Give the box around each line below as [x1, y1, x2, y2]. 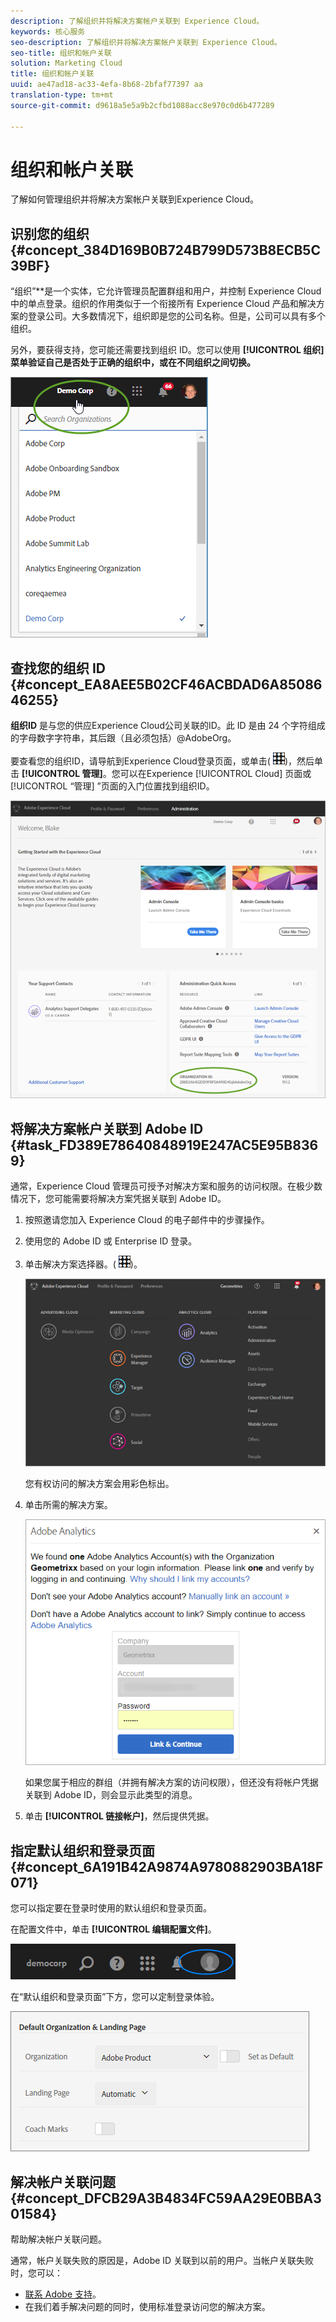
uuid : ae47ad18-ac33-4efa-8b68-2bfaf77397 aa [10, 80, 203, 90]
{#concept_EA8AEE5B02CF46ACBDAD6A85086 [10, 676, 323, 693]
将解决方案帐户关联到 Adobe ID [10, 1120, 204, 1137]
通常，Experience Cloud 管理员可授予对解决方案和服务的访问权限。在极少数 [10, 1180, 323, 1192]
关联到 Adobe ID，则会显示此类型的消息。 [24, 1789, 198, 1801]
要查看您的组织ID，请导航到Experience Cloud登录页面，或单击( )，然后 [10, 755, 315, 767]
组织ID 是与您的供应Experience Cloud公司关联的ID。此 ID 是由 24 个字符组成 [10, 720, 326, 732]
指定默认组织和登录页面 [10, 1842, 155, 1859]
